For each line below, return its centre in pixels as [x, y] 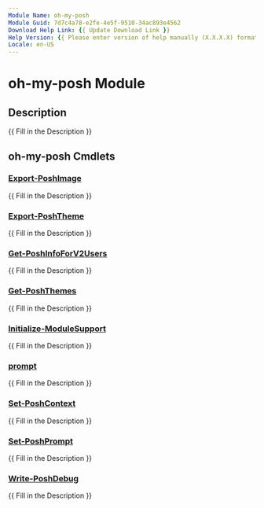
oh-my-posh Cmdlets [62, 156]
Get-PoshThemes [42, 291]
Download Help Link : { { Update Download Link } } [89, 30]
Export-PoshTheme [46, 215]
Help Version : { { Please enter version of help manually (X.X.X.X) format [133, 37]
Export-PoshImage [45, 179]
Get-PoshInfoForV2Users [58, 254]
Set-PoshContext [42, 403]
